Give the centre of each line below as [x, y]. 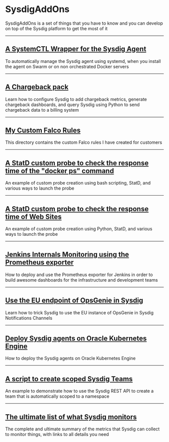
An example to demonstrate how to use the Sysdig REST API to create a [79, 391]
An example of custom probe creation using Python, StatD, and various [79, 229]
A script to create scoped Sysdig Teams [69, 379]
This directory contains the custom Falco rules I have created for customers [84, 142]
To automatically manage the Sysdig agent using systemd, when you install [83, 61]
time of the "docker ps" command [60, 171]
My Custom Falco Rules [43, 130]
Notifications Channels [29, 318]
